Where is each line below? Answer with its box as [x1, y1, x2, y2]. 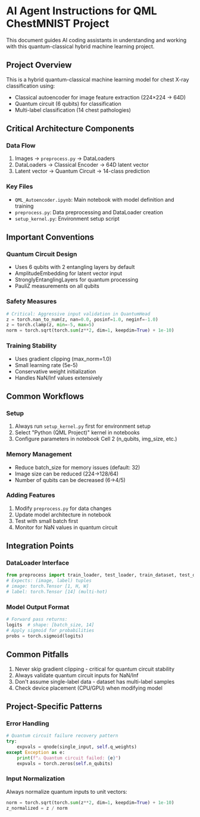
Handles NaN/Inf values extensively [14, 374, 103, 381]
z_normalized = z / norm [6, 805, 68, 811]
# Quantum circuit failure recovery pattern [6, 733, 118, 739]
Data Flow [6, 142, 36, 150]
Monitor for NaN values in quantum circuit [14, 524, 118, 531]
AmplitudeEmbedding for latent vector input [14, 270, 123, 277]
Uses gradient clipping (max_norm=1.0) [14, 355, 112, 362]
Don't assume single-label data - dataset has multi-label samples [14, 678, 175, 685]
